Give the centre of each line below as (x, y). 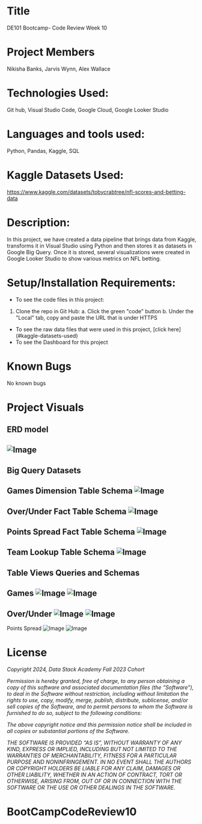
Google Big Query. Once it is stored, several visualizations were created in (99, 252)
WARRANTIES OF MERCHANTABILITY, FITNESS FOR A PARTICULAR (92, 755)
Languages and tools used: (76, 134)
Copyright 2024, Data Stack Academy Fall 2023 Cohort (76, 669)
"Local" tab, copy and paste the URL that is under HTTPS (87, 317)
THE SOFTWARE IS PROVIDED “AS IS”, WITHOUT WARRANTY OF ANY (94, 743)
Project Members (51, 52)
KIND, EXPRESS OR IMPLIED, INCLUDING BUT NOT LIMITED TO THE (92, 749)
